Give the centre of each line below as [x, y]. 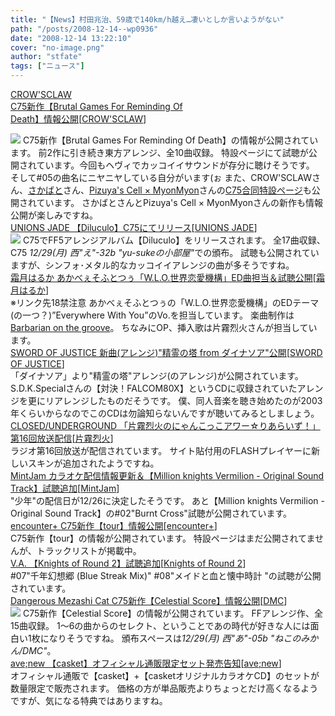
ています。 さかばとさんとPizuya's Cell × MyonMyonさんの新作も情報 [179, 202]
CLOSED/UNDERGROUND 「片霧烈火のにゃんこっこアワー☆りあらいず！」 [165, 425]
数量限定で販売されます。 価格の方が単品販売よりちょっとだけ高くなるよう [164, 688]
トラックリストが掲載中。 [89, 550]
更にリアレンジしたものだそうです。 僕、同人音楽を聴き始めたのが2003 [175, 400]
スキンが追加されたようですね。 [93, 463]
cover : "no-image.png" [57, 47]
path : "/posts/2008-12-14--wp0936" [84, 29]
